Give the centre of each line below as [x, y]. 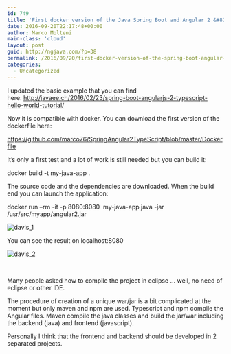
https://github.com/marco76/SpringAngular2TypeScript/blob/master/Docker [115, 139]
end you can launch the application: [58, 193]
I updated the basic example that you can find [72, 91]
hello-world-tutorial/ [36, 105]
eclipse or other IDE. [36, 287]
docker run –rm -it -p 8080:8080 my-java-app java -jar [86, 206]
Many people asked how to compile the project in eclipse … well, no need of [115, 280]
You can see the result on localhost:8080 [65, 240]
